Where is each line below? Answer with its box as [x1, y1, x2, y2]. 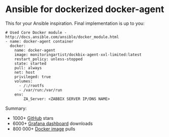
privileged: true [14, 74, 51, 79]
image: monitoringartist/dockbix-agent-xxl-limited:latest [14, 52, 142, 57]
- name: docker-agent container [5, 39, 74, 44]
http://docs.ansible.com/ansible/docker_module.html [5, 34, 119, 39]
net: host [14, 70, 36, 75]
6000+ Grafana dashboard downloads [12, 120, 93, 126]
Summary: [5, 105, 27, 111]
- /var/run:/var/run [18, 87, 62, 93]
